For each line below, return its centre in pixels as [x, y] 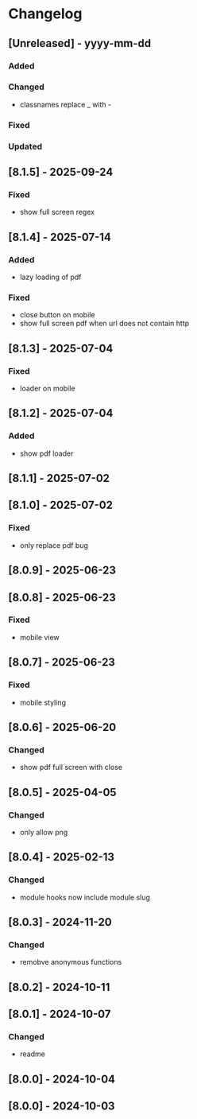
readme [32, 1054]
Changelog [45, 14]
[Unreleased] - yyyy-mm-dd [80, 43]
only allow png [44, 832]
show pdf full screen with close [71, 767]
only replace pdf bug [54, 545]
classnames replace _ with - [66, 104]
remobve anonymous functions [71, 962]
